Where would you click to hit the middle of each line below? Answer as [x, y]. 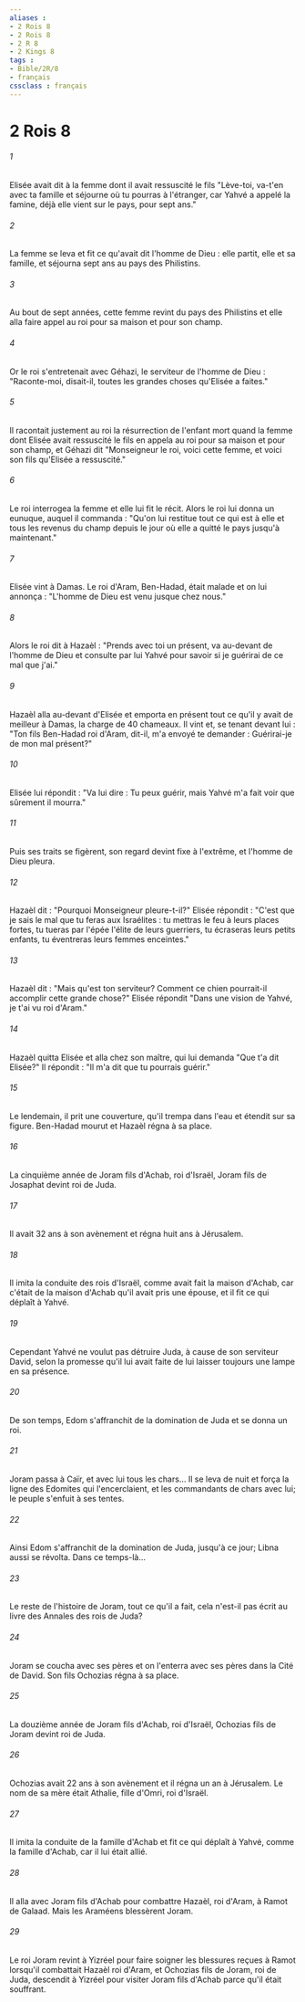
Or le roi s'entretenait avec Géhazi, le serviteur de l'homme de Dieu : [137, 372]
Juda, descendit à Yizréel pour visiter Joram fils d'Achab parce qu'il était [146, 1979]
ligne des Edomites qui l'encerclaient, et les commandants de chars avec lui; [152, 1489]
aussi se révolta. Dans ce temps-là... [78, 1557]
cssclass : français [49, 86]
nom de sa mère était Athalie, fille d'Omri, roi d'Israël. [109, 1793]
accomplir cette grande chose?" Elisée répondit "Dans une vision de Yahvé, [151, 998]
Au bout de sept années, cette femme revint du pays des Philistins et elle [146, 312]
